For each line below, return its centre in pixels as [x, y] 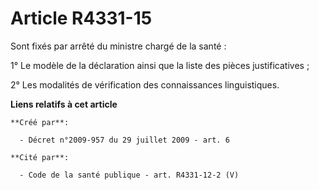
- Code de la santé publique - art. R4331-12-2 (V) [129, 175]
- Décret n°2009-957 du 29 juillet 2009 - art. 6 [124, 140]
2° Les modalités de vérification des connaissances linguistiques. [145, 84]
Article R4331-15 [81, 18]
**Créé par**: [40, 122]
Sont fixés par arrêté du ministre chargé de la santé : [118, 46]
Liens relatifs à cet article [64, 104]
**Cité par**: [40, 157]
